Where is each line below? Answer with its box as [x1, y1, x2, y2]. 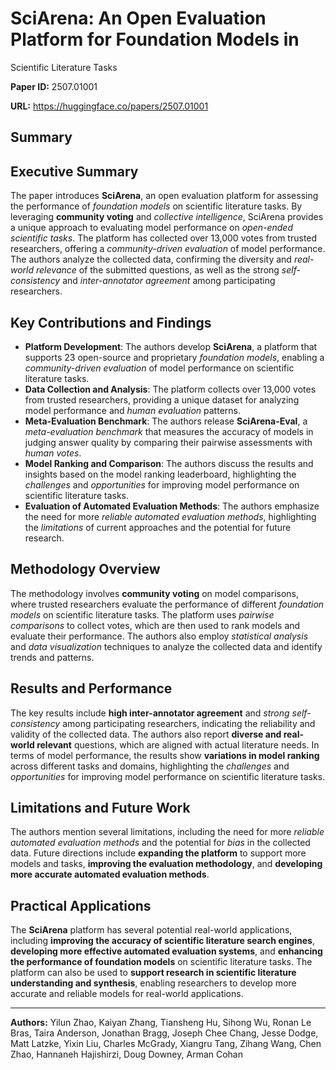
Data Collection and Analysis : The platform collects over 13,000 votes [24, 383, 317, 395]
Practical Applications [10, 897, 152, 914]
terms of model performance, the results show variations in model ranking [10, 749, 320, 761]
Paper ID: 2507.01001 [10, 80, 98, 92]
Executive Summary [10, 163, 139, 180]
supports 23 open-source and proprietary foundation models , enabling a [24, 351, 325, 363]
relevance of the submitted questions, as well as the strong [36, 264, 280, 276]
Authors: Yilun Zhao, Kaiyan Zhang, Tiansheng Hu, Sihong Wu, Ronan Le [10, 1017, 312, 1029]
